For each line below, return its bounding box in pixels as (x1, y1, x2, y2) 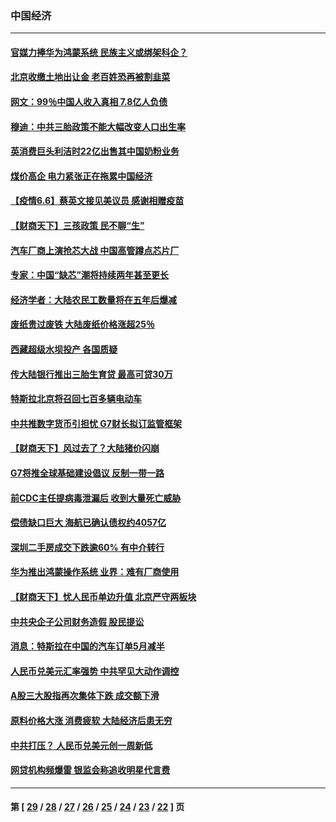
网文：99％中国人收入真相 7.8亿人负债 (10, 96, 168, 108)
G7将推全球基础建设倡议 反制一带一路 (10, 467, 165, 479)
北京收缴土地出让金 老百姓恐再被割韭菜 (10, 71, 171, 83)
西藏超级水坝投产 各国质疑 (10, 343, 118, 356)
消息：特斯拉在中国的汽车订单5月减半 (10, 640, 165, 652)
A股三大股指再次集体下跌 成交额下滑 (10, 690, 160, 702)
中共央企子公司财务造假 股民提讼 (10, 615, 145, 627)
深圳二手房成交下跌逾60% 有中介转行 (10, 541, 165, 553)
